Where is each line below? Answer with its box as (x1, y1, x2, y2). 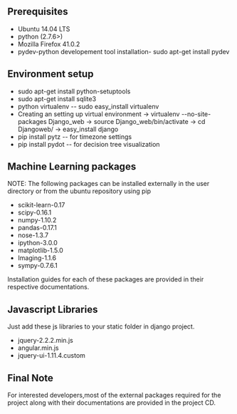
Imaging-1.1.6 (17, 254, 57, 262)
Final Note (7, 372, 53, 384)
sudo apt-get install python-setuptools (17, 87, 131, 95)
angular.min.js (17, 343, 59, 352)
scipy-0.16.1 (17, 208, 52, 217)
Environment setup (7, 68, 94, 81)
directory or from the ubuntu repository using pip (7, 187, 152, 195)
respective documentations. (7, 283, 90, 291)
